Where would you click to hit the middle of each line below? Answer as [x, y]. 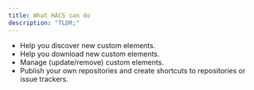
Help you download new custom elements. [90, 54]
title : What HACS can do [49, 15]
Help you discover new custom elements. [88, 45]
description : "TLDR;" [44, 23]
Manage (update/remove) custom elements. [92, 62]
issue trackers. [44, 79]
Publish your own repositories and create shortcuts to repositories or [133, 70]
